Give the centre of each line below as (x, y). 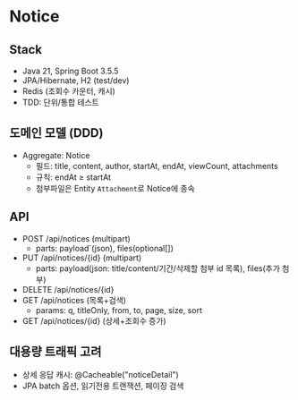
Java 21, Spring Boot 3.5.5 (70, 71)
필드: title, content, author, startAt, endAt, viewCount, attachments (157, 166)
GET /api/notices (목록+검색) (74, 300)
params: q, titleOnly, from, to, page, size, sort (119, 310)
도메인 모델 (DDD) (56, 133)
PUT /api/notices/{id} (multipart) (82, 258)
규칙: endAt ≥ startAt (73, 177)
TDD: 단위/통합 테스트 (61, 102)
